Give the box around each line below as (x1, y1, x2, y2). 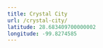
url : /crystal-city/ (7, 17, 68, 24)
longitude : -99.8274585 (7, 30, 78, 37)
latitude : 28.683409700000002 (7, 23, 97, 30)
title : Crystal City (7, 10, 68, 18)
